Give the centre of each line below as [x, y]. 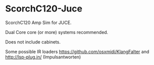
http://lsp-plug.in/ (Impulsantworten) [43, 57]
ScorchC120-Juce [44, 9]
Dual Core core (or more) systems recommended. [57, 32]
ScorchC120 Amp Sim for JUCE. [38, 22]
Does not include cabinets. [33, 42]
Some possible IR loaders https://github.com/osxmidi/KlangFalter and [77, 51]
